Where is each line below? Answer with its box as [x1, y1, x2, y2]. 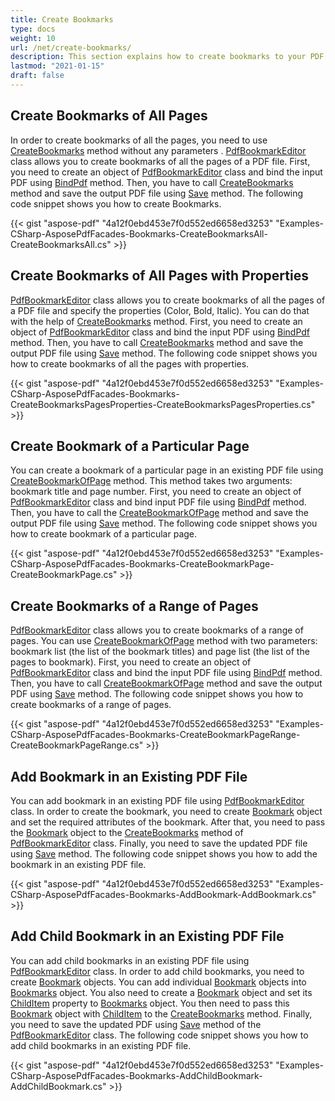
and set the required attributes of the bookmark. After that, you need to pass [10, 816, 326, 828]
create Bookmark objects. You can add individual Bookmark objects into [10, 976, 307, 988]
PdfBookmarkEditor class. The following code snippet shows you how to [10, 1029, 309, 1041]
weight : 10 [10, 33, 56, 43]
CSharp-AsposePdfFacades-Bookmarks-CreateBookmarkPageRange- [10, 729, 301, 741]
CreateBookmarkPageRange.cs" [10, 739, 144, 751]
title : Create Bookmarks [10, 14, 114, 25]
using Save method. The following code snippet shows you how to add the [10, 847, 318, 860]
